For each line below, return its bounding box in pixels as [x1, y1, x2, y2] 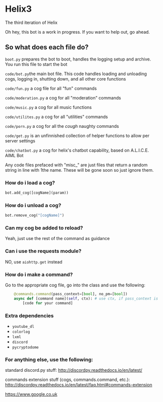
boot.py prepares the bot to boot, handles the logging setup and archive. [5, 56, 151, 62]
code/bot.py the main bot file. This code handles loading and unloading [5, 71, 147, 77]
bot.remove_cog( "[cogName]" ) [5, 213, 64, 218]
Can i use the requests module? [5, 248, 81, 255]
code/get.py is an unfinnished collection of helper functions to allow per [5, 133, 150, 139]
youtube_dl [12, 324, 35, 329]
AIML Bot [5, 152, 24, 158]
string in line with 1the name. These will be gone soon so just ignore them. [5, 167, 154, 173]
